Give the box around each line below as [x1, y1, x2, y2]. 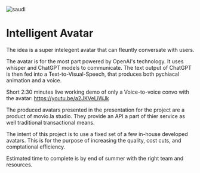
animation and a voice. [6, 76, 62, 84]
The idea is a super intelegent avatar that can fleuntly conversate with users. [6, 46, 195, 53]
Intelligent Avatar [6, 27, 94, 40]
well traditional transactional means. [6, 119, 95, 126]
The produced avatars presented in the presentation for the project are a [6, 106, 185, 113]
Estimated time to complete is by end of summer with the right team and [6, 155, 184, 162]
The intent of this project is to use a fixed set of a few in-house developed [6, 130, 188, 137]
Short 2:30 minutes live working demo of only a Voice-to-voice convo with [6, 88, 189, 95]
